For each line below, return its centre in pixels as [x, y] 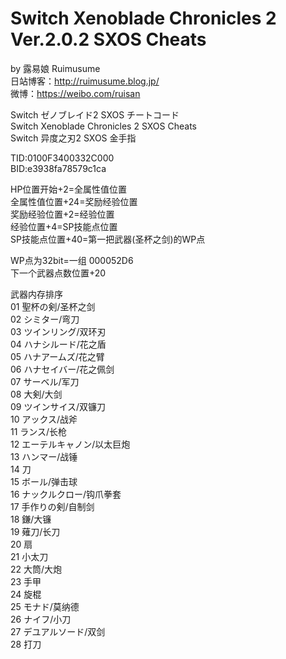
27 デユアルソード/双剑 [58, 631]
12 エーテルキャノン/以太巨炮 [70, 444]
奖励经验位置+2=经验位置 [62, 214]
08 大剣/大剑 [36, 394]
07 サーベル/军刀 [45, 381]
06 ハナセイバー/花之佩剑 [62, 369]
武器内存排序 [36, 294]
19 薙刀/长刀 [35, 531]
